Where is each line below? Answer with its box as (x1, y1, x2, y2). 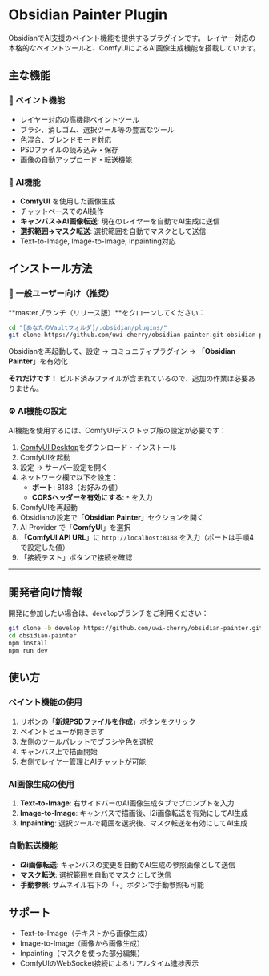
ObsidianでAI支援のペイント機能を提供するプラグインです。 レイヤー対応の (8, 33, 256, 42)
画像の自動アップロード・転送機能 (19, 155, 133, 164)
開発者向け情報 (8, 586, 82, 600)
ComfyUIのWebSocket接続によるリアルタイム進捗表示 (19, 958, 199, 968)
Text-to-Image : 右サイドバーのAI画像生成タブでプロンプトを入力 (19, 798, 235, 808)
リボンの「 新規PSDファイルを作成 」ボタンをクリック (19, 717, 196, 726)
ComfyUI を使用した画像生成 (19, 196, 116, 206)
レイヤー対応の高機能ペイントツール (19, 114, 140, 124)
